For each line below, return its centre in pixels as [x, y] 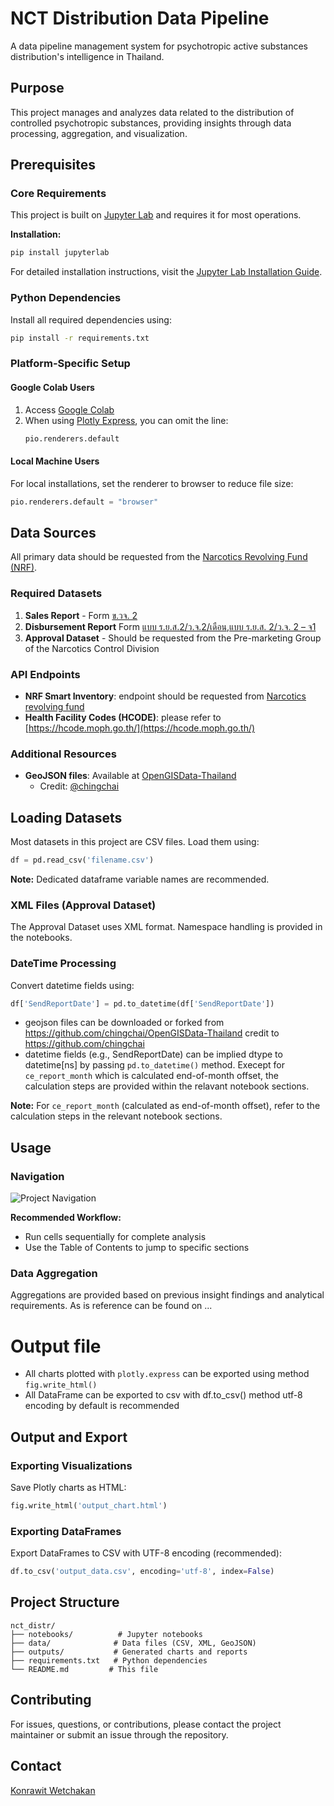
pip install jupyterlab [60, 253]
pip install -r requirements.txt [80, 338]
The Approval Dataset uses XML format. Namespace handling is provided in [166, 927]
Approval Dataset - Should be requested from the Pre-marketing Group [173, 638]
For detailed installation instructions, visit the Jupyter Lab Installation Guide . [166, 272]
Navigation [37, 1176]
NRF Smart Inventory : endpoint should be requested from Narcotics [165, 696]
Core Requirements [58, 194]
